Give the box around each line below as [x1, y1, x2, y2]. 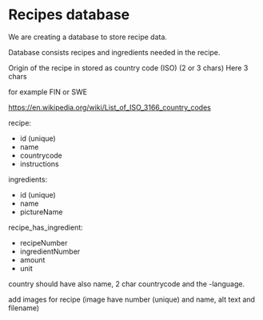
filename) [8, 302, 40, 313]
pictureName [19, 206, 63, 217]
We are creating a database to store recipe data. [8, 32, 168, 42]
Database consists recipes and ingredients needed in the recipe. [8, 47, 221, 57]
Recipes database [8, 6, 130, 24]
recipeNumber [19, 238, 68, 247]
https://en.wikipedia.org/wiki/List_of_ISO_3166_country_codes [8, 102, 212, 112]
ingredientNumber [19, 246, 81, 256]
